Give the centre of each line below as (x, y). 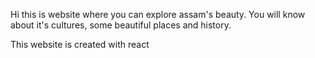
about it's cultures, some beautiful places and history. (121, 25)
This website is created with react (80, 44)
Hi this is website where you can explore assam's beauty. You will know (158, 14)
